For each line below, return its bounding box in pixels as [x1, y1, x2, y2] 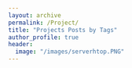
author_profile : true [8, 33, 79, 41]
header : [8, 41, 34, 48]
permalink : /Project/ [8, 19, 79, 27]
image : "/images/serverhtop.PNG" [15, 48, 125, 55]
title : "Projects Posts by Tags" [8, 26, 118, 34]
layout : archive [8, 11, 61, 20]
